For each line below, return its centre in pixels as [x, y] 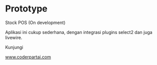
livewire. [14, 37]
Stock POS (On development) [35, 22]
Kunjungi [14, 47]
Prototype [26, 9]
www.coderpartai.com [28, 57]
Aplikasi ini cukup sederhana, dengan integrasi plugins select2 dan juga [79, 32]
